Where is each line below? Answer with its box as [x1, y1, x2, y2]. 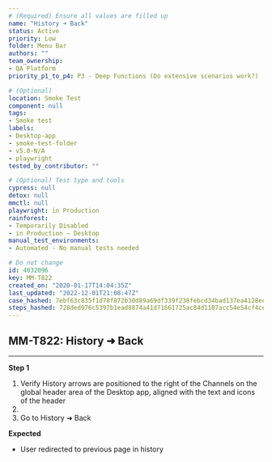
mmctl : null [8, 199, 49, 207]
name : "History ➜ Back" [8, 19, 89, 28]
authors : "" [8, 49, 49, 57]
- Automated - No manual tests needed [8, 244, 139, 252]
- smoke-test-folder [8, 139, 79, 147]
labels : [8, 125, 35, 133]
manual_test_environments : [8, 236, 100, 245]
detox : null [8, 192, 49, 200]
